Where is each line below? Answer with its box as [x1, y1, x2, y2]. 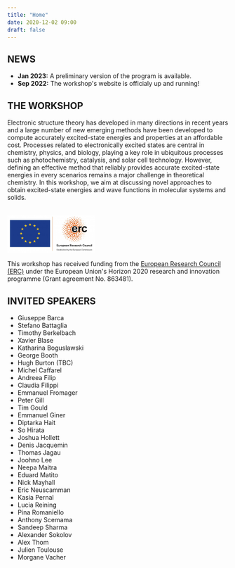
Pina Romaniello [17, 507, 65, 517]
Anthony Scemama [17, 515, 73, 524]
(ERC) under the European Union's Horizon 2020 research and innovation [7, 267, 220, 276]
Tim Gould [17, 403, 48, 412]
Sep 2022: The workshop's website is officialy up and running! [17, 80, 200, 88]
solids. [7, 194, 27, 201]
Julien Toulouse [17, 545, 64, 554]
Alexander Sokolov [17, 530, 72, 538]
